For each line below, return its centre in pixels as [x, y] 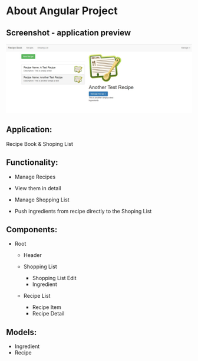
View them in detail [38, 188]
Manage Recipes [35, 177]
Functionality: [32, 163]
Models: [22, 332]
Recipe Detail [48, 314]
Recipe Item [47, 307]
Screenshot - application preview [69, 33]
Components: [32, 230]
